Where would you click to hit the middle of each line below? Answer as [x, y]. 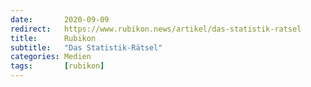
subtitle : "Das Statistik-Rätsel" [86, 47]
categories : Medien [51, 57]
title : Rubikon [53, 38]
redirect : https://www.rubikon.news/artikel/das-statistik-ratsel [156, 29]
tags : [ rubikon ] [57, 66]
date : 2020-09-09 [60, 19]
